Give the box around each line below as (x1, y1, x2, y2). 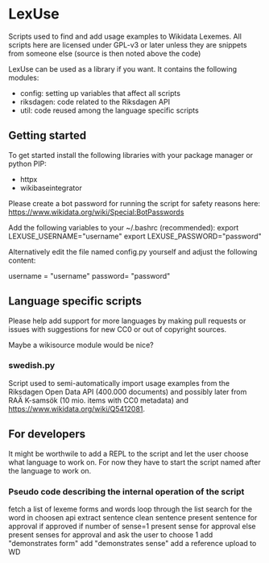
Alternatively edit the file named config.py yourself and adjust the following (8, 246, 258, 256)
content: (8, 255, 36, 265)
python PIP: (8, 159, 47, 168)
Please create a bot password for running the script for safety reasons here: (8, 198, 260, 208)
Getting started (8, 129, 87, 143)
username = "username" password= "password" (8, 271, 171, 280)
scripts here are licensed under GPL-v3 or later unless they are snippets (8, 39, 247, 49)
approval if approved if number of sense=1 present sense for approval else (8, 521, 256, 531)
